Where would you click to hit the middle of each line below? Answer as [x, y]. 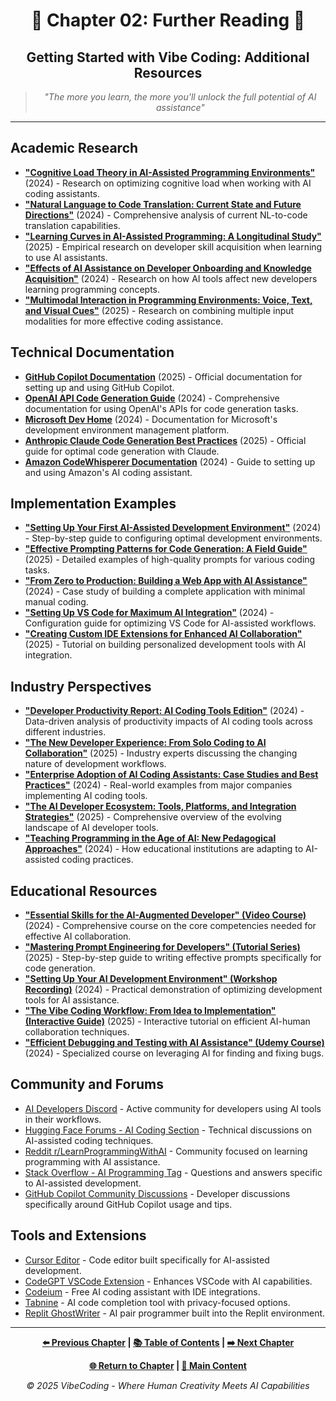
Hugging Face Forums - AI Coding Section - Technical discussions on [168, 1130]
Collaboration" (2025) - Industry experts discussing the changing [161, 753]
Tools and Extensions [78, 1235]
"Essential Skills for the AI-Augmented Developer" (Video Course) [165, 915]
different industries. [65, 732]
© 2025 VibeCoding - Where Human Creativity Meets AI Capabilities [168, 1385]
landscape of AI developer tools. [91, 828]
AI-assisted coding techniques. [89, 1140]
